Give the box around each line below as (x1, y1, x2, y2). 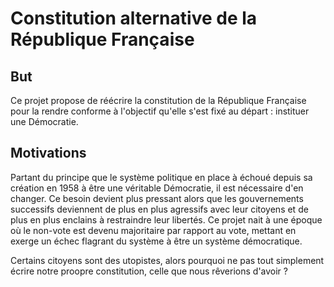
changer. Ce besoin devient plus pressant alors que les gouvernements (10, 192, 304, 204)
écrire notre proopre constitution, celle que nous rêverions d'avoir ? (10, 265, 288, 277)
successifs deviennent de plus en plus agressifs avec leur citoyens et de (10, 203, 309, 215)
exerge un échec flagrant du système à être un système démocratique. (10, 235, 303, 247)
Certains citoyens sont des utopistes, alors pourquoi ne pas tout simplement (10, 254, 325, 266)
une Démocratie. (10, 116, 79, 127)
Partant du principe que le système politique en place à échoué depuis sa (10, 171, 313, 183)
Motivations (10, 145, 87, 162)
